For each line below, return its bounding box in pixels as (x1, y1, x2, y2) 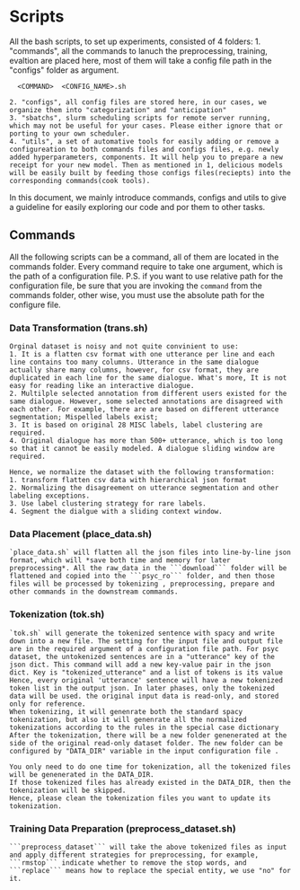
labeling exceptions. (9, 491, 91, 500)
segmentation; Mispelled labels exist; (9, 413, 159, 422)
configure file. (9, 299, 61, 310)
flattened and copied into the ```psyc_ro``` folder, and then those (9, 572, 276, 581)
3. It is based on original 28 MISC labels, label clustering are (9, 420, 263, 430)
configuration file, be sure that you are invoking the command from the (9, 280, 263, 291)
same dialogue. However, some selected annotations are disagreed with (9, 397, 283, 406)
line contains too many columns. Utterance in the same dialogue (9, 357, 259, 367)
